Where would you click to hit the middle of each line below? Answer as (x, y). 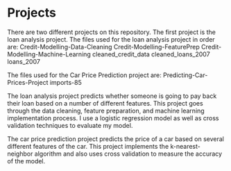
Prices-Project (28, 82)
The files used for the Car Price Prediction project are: (84, 75)
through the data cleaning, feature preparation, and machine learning (106, 111)
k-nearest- (185, 146)
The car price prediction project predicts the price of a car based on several (115, 139)
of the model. (26, 161)
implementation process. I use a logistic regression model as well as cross (113, 118)
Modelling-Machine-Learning (49, 54)
